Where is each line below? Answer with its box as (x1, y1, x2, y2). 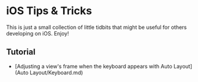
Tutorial (6, 47, 36, 57)
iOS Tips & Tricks (6, 4, 92, 18)
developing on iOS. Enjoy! (6, 29, 70, 37)
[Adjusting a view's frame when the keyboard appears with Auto (14, 63, 172, 70)
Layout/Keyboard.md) (29, 69, 83, 76)
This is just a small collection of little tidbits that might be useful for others (6, 24, 187, 31)
